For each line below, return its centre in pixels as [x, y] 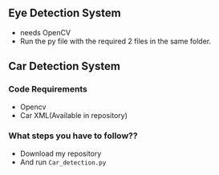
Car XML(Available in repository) [74, 115]
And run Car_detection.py [63, 162]
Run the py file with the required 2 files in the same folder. [115, 41]
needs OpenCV [45, 32]
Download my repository [61, 153]
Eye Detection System [65, 13]
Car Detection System [64, 66]
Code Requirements [48, 89]
